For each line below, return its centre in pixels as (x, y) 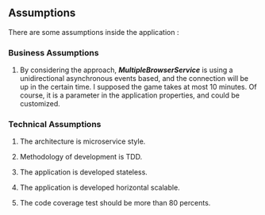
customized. (40, 104)
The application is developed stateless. (84, 172)
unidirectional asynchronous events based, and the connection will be (134, 79)
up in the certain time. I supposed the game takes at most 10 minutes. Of (138, 87)
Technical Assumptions (55, 125)
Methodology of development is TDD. (81, 157)
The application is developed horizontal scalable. (100, 188)
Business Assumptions (54, 52)
